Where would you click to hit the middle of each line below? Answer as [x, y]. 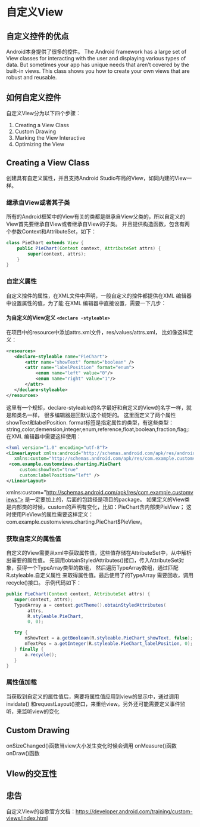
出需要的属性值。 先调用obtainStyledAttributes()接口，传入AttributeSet [93, 560]
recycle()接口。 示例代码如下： [44, 583]
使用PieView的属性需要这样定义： [52, 514]
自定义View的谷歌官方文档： [41, 811]
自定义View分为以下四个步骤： [44, 113]
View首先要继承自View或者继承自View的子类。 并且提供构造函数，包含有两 [98, 224]
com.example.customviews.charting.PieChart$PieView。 [76, 522]
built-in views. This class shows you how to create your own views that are [98, 71]
